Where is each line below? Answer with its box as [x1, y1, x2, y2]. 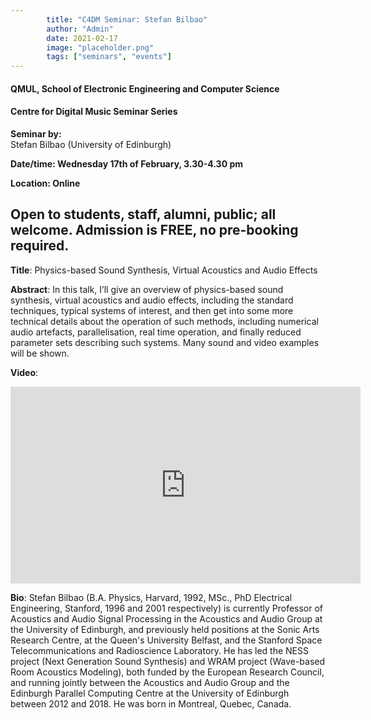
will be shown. [10, 347, 70, 359]
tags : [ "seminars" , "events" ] [46, 52, 172, 62]
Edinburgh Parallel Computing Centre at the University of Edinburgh [10, 687, 290, 699]
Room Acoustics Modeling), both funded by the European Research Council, [10, 666, 325, 678]
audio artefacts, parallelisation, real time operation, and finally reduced [10, 326, 302, 338]
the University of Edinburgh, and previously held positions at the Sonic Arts [10, 623, 320, 635]
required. [10, 237, 70, 255]
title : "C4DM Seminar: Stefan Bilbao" [46, 14, 208, 25]
